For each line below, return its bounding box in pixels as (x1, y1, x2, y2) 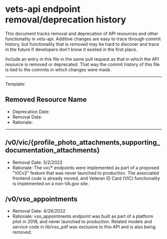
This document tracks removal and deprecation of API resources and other (5, 30, 159, 36)
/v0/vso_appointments (5, 195, 78, 203)
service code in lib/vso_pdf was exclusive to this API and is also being (12, 224, 156, 230)
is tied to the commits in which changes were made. (5, 66, 112, 73)
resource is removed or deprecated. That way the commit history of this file (5, 61, 160, 67)
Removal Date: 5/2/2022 (12, 159, 63, 165)
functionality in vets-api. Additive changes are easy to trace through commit (5, 36, 161, 42)
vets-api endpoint (5, 3, 81, 15)
